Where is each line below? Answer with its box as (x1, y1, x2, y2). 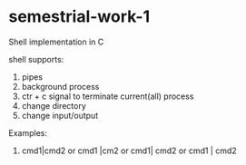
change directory (21, 100, 87, 111)
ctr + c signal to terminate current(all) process (21, 91, 194, 102)
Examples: (8, 127, 47, 138)
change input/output (21, 110, 99, 121)
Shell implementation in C (8, 36, 104, 47)
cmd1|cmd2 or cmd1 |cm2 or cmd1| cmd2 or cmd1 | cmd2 (21, 145, 237, 156)
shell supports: (8, 53, 64, 64)
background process (21, 81, 100, 92)
